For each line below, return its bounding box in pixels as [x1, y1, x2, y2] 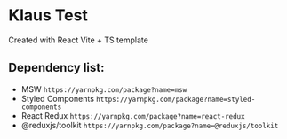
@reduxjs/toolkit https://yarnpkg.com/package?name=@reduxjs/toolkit [20, 120, 279, 130]
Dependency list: [8, 60, 105, 75]
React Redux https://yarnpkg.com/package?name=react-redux [20, 110, 245, 120]
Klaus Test [8, 5, 88, 26]
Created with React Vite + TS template [8, 35, 148, 45]
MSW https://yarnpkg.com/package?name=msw [20, 83, 187, 94]
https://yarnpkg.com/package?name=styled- [95, 95, 256, 104]
